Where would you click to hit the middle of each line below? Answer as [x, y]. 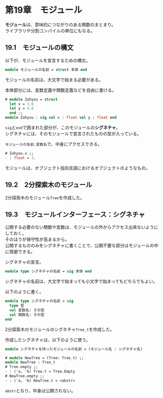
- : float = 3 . [20, 158]
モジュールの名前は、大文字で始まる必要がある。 [54, 79]
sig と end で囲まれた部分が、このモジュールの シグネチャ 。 [63, 127]
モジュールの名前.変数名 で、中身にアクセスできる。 [54, 144]
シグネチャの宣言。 [24, 262]
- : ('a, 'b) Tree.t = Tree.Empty [40, 372]
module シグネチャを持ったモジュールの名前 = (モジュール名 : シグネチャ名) [74, 349]
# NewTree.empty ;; [25, 376]
